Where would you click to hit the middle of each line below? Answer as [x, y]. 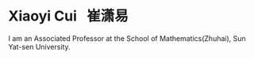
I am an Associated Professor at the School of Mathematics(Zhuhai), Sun [127, 38]
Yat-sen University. [39, 46]
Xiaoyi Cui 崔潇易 [68, 16]
